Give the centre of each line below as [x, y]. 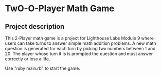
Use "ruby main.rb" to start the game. [43, 68]
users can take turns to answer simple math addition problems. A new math [81, 43]
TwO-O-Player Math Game [60, 9]
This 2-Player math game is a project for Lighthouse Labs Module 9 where [80, 38]
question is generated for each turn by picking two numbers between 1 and [80, 48]
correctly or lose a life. [27, 59]
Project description [35, 27]
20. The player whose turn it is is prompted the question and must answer [79, 54]
